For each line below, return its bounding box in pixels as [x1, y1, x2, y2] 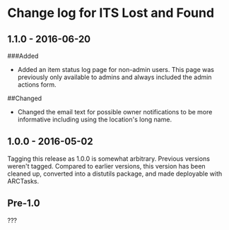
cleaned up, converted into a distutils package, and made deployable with [7, 169, 223, 178]
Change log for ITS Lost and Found [7, 5, 214, 21]
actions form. [17, 80, 57, 89]
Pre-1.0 [7, 198, 40, 210]
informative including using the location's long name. [17, 115, 172, 123]
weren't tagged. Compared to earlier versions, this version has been [7, 162, 206, 170]
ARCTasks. [7, 176, 40, 185]
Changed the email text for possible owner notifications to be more [17, 108, 213, 116]
